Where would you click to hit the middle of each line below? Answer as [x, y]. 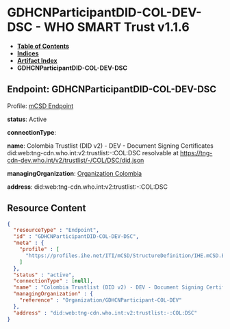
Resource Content [47, 208]
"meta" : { [29, 243]
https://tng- [196, 153]
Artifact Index [37, 60]
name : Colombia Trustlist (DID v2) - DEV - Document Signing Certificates [110, 146]
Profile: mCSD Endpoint [40, 106]
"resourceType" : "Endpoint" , [56, 231]
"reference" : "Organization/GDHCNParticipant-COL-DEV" [101, 300]
